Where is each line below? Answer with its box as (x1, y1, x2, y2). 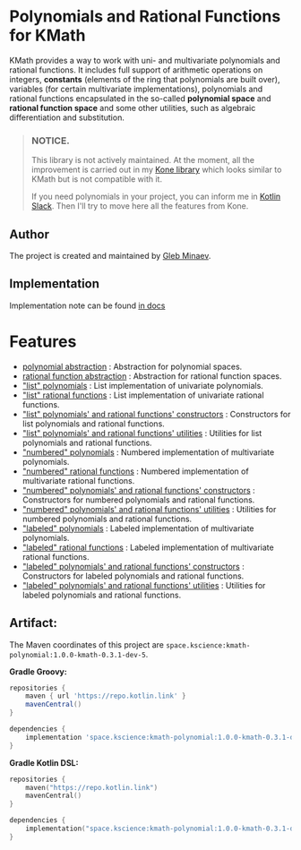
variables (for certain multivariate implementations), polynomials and (9, 83, 262, 94)
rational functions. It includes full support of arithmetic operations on (9, 64, 263, 75)
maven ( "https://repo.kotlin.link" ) (25, 783, 159, 792)
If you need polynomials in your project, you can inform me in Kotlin (30, 191, 281, 202)
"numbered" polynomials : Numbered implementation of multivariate (21, 446, 275, 458)
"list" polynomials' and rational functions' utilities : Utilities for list (21, 427, 262, 438)
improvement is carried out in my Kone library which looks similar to (30, 164, 282, 176)
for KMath (9, 25, 86, 46)
